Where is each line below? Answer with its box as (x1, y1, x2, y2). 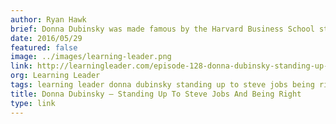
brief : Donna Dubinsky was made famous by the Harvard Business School (10, 24, 315, 34)
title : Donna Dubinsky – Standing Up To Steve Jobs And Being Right (10, 89, 302, 99)
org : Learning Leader (10, 71, 101, 81)
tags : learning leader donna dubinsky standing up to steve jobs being (10, 80, 315, 90)
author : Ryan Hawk (10, 14, 87, 25)
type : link (10, 98, 56, 108)
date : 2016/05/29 (10, 33, 83, 43)
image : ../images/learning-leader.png (10, 52, 172, 62)
